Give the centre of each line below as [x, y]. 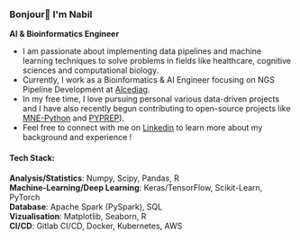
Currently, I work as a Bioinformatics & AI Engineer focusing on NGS [148, 80]
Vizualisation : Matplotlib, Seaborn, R [78, 216]
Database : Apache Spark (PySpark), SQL [86, 207]
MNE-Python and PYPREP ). [73, 118]
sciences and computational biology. [91, 70]
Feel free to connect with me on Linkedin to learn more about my [142, 128]
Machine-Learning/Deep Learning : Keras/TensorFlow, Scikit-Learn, [136, 187]
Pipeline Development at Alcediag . [86, 90]
